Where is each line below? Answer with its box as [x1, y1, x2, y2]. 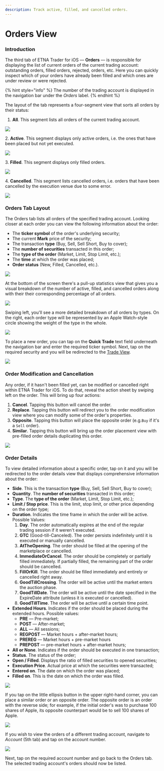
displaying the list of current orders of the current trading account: [5, 62, 139, 68]
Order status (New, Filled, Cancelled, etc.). [12, 262, 99, 268]
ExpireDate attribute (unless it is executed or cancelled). [19, 595, 133, 601]
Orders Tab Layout [5, 205, 50, 211]
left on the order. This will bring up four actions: [5, 392, 101, 398]
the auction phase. [19, 585, 57, 590]
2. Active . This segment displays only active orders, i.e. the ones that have [5, 135, 156, 141]
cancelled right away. [19, 574, 63, 580]
